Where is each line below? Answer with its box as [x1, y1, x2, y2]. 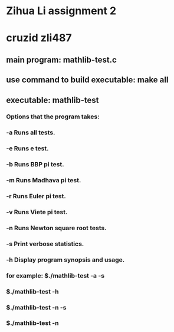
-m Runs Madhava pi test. [6, 176, 81, 185]
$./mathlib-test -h [6, 287, 59, 295]
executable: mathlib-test [6, 95, 99, 105]
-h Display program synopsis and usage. [6, 256, 125, 264]
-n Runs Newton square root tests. [6, 224, 107, 232]
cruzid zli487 [6, 31, 72, 45]
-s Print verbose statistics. [6, 240, 84, 248]
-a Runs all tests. [6, 128, 55, 137]
